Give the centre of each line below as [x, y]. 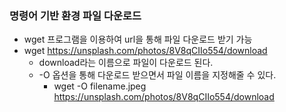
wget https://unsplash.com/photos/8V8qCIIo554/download [145, 51]
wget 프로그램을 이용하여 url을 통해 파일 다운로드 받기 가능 [138, 39]
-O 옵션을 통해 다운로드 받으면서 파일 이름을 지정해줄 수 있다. [157, 75]
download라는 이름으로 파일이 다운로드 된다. [126, 63]
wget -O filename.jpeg [100, 86]
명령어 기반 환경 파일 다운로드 [75, 15]
